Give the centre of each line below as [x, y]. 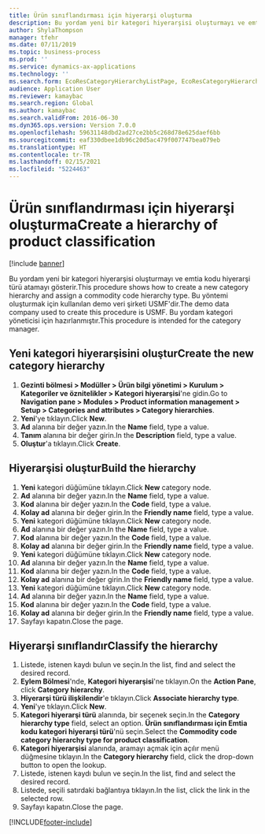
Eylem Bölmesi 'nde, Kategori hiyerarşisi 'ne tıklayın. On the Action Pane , [138, 681]
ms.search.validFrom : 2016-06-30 [64, 118]
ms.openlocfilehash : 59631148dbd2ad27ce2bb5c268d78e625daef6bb [115, 132]
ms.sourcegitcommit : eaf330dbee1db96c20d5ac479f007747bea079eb [115, 140]
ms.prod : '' [28, 60]
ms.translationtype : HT [48, 147]
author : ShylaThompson [46, 30]
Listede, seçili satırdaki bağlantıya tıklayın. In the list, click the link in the [135, 790]
